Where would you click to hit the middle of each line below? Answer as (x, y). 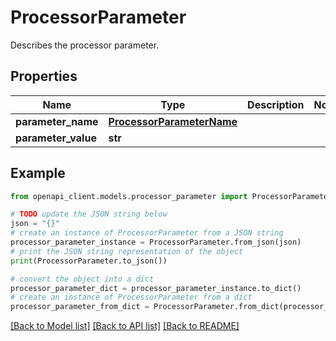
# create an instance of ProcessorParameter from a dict (131, 297)
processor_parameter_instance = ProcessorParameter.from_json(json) (156, 242)
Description (276, 104)
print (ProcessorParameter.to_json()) (89, 261)
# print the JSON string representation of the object (127, 251)
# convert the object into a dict (82, 279)
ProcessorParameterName (173, 121)
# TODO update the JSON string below (89, 214)
